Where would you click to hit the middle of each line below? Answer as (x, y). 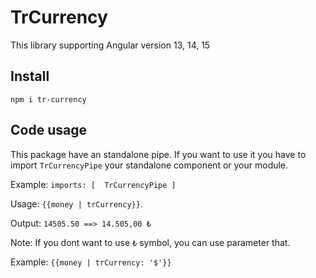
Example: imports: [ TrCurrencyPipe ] (93, 184)
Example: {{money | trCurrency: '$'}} (91, 262)
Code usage (48, 130)
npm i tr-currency (48, 99)
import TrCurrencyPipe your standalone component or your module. (149, 165)
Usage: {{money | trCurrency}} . (76, 203)
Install (30, 76)
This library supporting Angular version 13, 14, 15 (110, 45)
